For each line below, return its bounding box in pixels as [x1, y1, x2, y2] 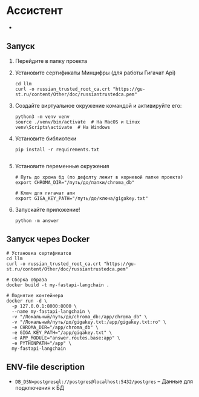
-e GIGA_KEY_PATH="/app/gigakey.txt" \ [11, 329, 113, 336]
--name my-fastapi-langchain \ [11, 308, 91, 315]
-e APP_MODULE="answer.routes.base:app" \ [11, 335, 120, 341]
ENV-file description [6, 361, 85, 372]
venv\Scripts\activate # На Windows [15, 124, 111, 130]
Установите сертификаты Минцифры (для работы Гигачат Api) [15, 69, 176, 76]
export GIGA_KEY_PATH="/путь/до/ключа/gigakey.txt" [15, 195, 148, 202]
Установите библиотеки [15, 134, 77, 142]
